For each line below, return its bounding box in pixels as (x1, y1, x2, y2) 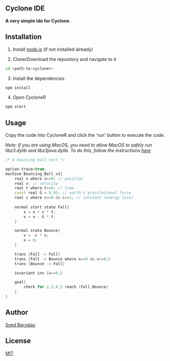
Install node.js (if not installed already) (12, 46, 93, 52)
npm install (5, 85, 31, 90)
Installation (5, 33, 42, 41)
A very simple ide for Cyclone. (5, 17, 71, 24)
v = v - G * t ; (23, 214, 56, 219)
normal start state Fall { (14, 204, 70, 209)
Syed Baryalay (5, 322, 36, 328)
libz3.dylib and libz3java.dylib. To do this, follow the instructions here (5, 147, 151, 154)
